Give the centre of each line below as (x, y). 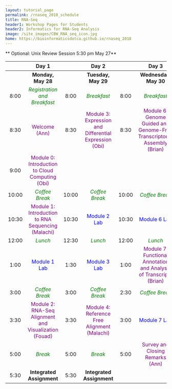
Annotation (156, 262)
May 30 (156, 81)
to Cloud (43, 170)
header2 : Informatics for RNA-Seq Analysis (52, 29)
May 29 (98, 81)
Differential (98, 133)
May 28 (43, 81)
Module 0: (43, 157)
